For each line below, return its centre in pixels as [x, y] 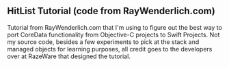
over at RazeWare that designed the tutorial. [69, 56]
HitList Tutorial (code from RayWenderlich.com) [111, 11]
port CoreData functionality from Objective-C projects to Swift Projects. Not [113, 35]
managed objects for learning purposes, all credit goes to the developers [110, 49]
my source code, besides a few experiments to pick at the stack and [103, 42]
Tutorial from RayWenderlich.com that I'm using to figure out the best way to [114, 27]
